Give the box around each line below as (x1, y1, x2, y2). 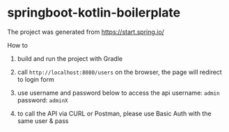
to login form (17, 75, 54, 84)
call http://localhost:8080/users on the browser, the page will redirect (17, 68, 223, 76)
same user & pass (17, 116, 69, 125)
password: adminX (17, 95, 68, 104)
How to (7, 41, 28, 49)
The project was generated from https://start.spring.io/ (7, 28, 165, 36)
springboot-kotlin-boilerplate (7, 5, 181, 21)
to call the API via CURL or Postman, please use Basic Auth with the (17, 109, 212, 117)
